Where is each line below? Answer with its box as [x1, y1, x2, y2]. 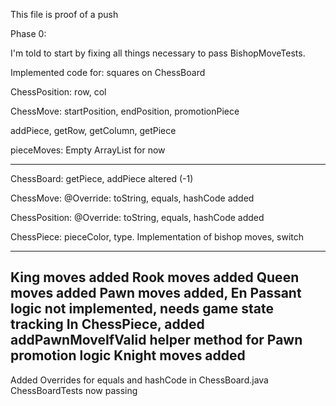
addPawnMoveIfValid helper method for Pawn [10, 332, 303, 349]
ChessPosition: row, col [10, 86, 107, 98]
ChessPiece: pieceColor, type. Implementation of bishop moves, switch [10, 231, 304, 243]
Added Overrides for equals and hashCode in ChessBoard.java [10, 374, 269, 386]
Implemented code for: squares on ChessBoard [10, 67, 206, 78]
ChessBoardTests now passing [10, 384, 138, 396]
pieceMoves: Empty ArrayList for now [10, 144, 166, 156]
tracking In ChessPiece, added [10, 316, 205, 333]
